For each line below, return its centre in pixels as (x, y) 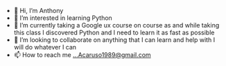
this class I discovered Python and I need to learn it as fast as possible (114, 32)
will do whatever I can (45, 47)
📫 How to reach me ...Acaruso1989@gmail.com (82, 55)
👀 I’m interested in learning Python (63, 18)
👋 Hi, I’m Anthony (38, 11)
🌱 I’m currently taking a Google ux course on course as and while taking (116, 25)
